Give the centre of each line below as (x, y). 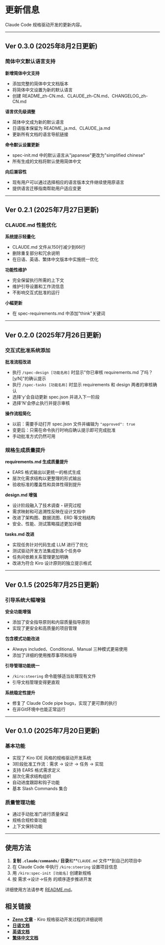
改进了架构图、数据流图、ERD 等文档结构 (54, 518)
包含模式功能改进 (22, 638)
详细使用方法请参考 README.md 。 (40, 889)
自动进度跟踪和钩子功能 (36, 782)
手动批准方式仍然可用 (34, 436)
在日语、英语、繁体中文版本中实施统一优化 (55, 259)
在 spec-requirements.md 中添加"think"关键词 (59, 314)
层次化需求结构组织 (32, 776)
